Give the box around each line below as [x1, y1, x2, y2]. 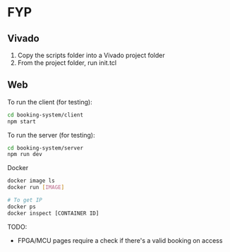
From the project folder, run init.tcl [17, 59, 117, 67]
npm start [7, 118, 37, 125]
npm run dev [7, 151, 42, 158]
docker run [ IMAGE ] [7, 184, 65, 191]
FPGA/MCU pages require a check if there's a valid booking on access [17, 236, 223, 244]
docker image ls [7, 177, 55, 184]
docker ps [7, 203, 37, 210]
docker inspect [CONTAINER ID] [7, 210, 99, 217]
